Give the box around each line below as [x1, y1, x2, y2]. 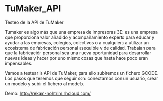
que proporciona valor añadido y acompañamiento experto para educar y [5, 34, 155, 40]
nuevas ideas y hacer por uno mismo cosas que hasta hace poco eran [5, 55, 148, 61]
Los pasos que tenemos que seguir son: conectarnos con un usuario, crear [5, 75, 158, 81]
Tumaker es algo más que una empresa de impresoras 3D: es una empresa [5, 29, 158, 35]
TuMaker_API [5, 3, 61, 14]
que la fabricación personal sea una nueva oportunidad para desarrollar [5, 50, 152, 56]
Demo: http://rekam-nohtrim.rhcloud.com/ [5, 90, 91, 96]
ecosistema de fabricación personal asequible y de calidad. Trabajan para [5, 45, 156, 50]
